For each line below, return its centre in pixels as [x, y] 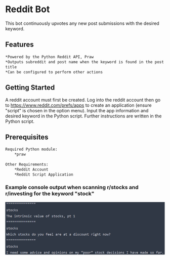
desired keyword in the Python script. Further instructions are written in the [83, 116]
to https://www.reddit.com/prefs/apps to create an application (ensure [78, 105]
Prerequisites [27, 137]
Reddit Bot [28, 9]
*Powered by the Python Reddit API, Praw [50, 57]
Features [19, 45]
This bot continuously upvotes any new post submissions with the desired [82, 23]
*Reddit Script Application [44, 175]
